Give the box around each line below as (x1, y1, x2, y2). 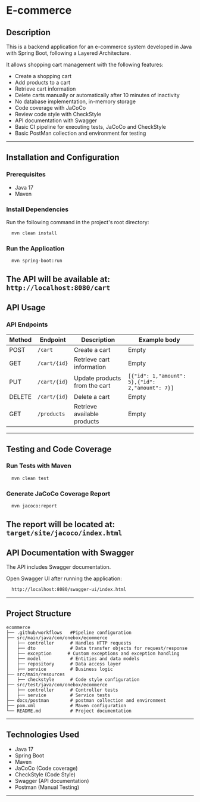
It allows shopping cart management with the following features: (6, 61, 164, 68)
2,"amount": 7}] (127, 385, 174, 391)
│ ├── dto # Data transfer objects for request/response (6, 645, 187, 651)
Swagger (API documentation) (14, 777, 89, 784)
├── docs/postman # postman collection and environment (6, 697, 167, 704)
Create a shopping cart (14, 73, 72, 79)
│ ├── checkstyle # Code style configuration (6, 676, 140, 683)
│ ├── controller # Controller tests (6, 687, 118, 693)
